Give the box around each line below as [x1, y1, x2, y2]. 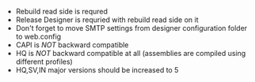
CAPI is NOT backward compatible [15, 40, 129, 50]
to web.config [15, 32, 62, 41]
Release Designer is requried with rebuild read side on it [15, 15, 200, 24]
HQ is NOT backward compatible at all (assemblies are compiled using [15, 49, 246, 58]
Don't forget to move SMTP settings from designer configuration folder [15, 24, 248, 32]
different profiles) [15, 57, 73, 66]
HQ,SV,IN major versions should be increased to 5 [15, 65, 179, 74]
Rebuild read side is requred [15, 7, 108, 16]
